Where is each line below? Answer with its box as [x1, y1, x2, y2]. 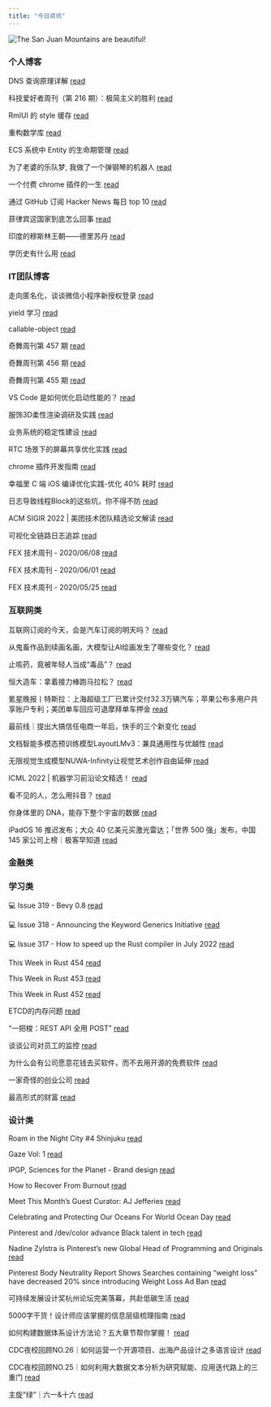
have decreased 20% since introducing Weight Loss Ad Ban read [8, 1276, 226, 1287]
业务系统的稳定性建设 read [8, 427, 97, 437]
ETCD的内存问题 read [8, 1006, 81, 1016]
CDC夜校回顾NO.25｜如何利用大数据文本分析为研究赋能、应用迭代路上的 [8, 1362, 252, 1372]
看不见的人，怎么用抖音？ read [8, 790, 111, 800]
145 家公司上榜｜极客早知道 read [8, 835, 118, 844]
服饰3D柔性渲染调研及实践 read [8, 410, 114, 420]
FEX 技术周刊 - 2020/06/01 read [8, 565, 116, 575]
